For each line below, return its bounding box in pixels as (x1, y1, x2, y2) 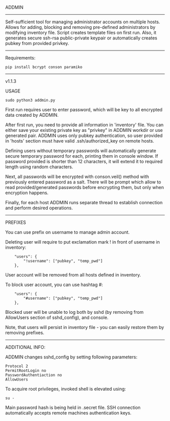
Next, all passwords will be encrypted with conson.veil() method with (5, 174, 149, 179)
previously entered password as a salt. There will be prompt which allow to (5, 179, 161, 185)
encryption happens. (5, 190, 49, 196)
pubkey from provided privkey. (5, 40, 69, 46)
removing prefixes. (5, 330, 45, 336)
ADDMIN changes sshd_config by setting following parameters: (5, 354, 138, 360)
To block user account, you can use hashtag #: (5, 282, 103, 288)
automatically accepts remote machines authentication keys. (5, 410, 132, 416)
